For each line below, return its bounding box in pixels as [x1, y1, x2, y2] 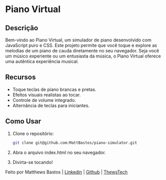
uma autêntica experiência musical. [5, 58, 79, 64]
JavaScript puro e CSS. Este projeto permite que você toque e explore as [5, 42, 157, 48]
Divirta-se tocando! [12, 159, 53, 165]
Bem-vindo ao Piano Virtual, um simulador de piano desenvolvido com [5, 37, 152, 43]
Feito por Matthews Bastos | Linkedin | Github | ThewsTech [5, 169, 128, 175]
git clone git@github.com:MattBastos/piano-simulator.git [12, 140, 137, 145]
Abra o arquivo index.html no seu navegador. [12, 149, 106, 155]
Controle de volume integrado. [12, 97, 76, 103]
